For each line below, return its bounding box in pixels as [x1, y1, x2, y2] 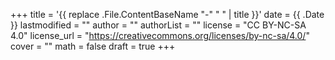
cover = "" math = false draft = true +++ [10, 40, 176, 52]
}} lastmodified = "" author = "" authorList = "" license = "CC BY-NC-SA [10, 19, 307, 31]
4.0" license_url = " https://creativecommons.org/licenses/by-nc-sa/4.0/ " [10, 30, 310, 41]
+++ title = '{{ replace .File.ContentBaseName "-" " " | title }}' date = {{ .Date [10, 9, 325, 20]
